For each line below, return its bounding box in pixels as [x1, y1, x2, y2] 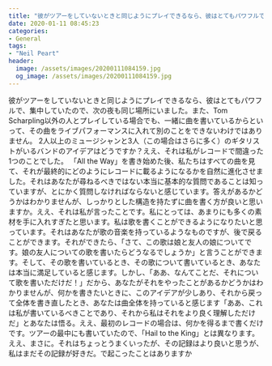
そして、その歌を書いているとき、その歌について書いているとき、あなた [21, 257, 261, 267]
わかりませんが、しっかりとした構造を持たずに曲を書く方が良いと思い [29, 196, 263, 206]
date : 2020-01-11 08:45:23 [8, 19, 100, 28]
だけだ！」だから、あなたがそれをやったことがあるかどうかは [50, 277, 257, 287]
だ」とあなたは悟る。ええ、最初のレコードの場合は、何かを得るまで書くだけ [8, 317, 264, 328]
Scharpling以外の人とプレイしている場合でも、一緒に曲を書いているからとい [8, 115, 264, 126]
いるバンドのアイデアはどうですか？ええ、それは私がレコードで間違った [22, 146, 264, 155]
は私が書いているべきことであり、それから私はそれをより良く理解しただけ [8, 308, 257, 317]
